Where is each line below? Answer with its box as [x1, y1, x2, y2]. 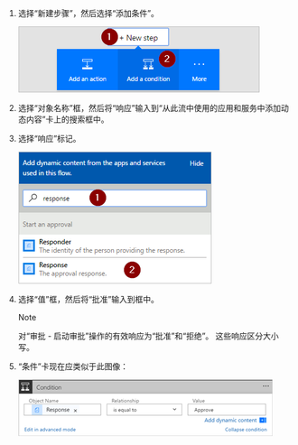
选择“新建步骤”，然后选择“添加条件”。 [17, 8, 160, 18]
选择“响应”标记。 [17, 134, 81, 144]
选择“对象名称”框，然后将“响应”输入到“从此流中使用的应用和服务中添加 [17, 103, 282, 113]
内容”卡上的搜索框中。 [25, 114, 109, 125]
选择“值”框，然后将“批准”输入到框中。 [17, 294, 160, 304]
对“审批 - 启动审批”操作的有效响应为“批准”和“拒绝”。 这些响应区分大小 [17, 330, 280, 341]
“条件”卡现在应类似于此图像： [17, 361, 129, 372]
